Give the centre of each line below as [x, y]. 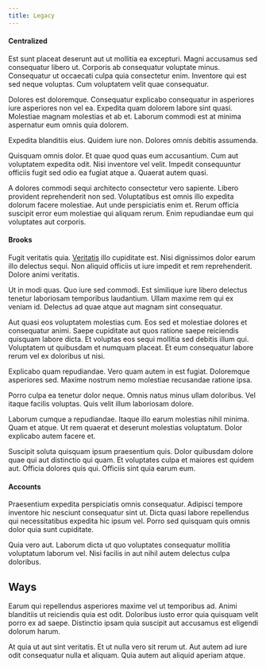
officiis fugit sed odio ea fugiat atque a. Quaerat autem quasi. [108, 173]
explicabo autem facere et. [52, 436]
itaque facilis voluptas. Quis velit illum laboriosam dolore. [101, 404]
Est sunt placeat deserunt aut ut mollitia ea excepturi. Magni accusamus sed [133, 58]
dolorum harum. [35, 631]
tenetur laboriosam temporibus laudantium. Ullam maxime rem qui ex [121, 298]
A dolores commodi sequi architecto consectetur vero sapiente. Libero [123, 188]
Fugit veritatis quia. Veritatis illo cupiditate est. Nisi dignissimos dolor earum [132, 258]
